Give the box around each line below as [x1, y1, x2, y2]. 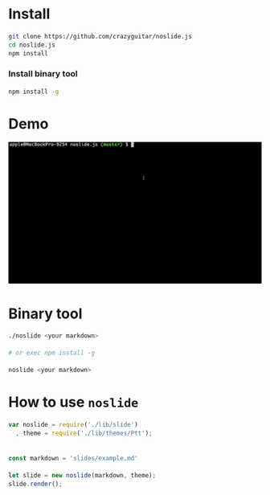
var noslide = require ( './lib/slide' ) [8, 420, 138, 428]
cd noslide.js [8, 41, 56, 49]
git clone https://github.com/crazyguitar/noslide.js [8, 32, 193, 40]
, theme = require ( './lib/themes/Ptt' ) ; [15, 429, 153, 437]
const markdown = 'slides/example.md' [8, 455, 138, 463]
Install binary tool [8, 68, 78, 80]
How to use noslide [8, 393, 139, 411]
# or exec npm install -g [8, 349, 95, 358]
